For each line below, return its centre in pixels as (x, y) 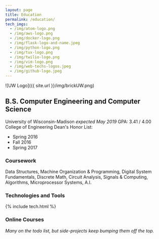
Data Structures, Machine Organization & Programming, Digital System (78, 172)
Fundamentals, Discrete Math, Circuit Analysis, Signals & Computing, (77, 177)
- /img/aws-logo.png (31, 33)
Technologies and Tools (35, 195)
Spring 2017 (25, 147)
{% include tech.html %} (31, 207)
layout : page (19, 10)
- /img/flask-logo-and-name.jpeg (45, 43)
